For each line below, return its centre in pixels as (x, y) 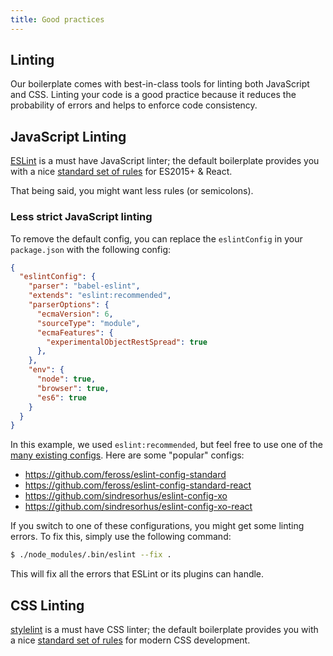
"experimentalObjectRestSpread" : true (127, 342)
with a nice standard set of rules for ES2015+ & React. (121, 172)
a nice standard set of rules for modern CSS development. (130, 640)
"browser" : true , (73, 388)
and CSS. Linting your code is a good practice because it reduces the (153, 95)
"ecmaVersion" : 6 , (75, 314)
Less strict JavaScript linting (81, 217)
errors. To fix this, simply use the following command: (121, 537)
